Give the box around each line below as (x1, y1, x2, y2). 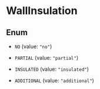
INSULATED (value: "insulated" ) (14, 66, 89, 73)
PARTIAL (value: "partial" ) (14, 54, 78, 61)
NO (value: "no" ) (14, 43, 52, 50)
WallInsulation (6, 4, 78, 18)
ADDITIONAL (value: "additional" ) (14, 77, 94, 84)
